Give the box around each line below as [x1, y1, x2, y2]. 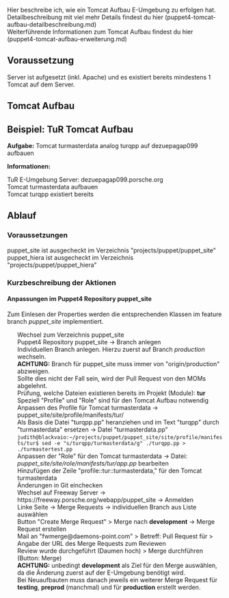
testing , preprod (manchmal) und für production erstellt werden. [16, 583, 201, 591]
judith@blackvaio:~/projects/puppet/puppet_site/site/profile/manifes [16, 433, 223, 441]
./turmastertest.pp [16, 446, 73, 453]
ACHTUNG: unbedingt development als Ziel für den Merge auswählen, [16, 561, 217, 569]
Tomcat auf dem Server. [7, 80, 75, 88]
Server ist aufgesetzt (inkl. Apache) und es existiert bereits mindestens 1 [7, 73, 211, 81]
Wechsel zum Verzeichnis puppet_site [16, 331, 124, 339]
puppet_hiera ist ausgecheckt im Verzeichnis [7, 253, 134, 261]
